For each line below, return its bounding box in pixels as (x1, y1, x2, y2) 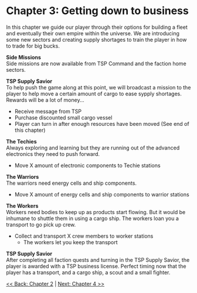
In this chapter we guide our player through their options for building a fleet (6, 24, 188, 31)
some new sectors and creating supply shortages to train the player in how (6, 36, 187, 43)
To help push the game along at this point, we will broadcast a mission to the (6, 84, 191, 91)
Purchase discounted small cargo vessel (14, 114, 113, 121)
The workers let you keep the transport (23, 238, 118, 245)
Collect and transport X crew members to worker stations (14, 232, 154, 239)
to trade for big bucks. (6, 42, 60, 49)
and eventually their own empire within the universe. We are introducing (6, 29, 180, 36)
